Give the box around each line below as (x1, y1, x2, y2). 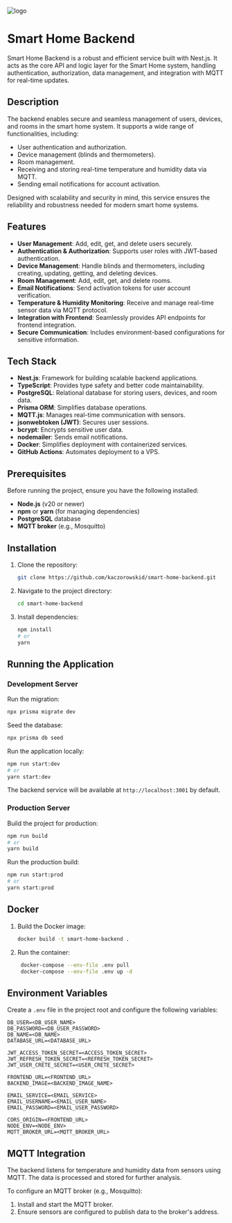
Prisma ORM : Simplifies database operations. (17, 403, 148, 412)
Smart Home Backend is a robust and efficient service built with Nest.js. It (7, 54, 218, 62)
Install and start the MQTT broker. (17, 1200, 114, 1209)
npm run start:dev (7, 760, 60, 768)
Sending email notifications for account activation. (17, 179, 161, 188)
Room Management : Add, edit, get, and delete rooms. (17, 276, 172, 284)
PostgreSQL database (17, 515, 81, 523)
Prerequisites (7, 468, 66, 480)
